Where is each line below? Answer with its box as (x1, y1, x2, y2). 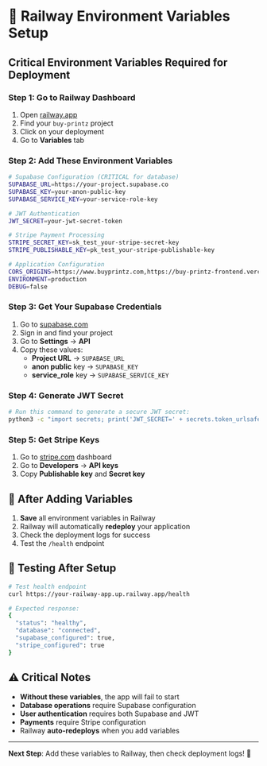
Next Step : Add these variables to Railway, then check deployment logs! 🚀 (8, 749, 252, 758)
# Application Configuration (8, 261, 105, 269)
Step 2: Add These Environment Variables (8, 155, 173, 166)
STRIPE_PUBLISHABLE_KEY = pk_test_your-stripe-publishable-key (8, 246, 215, 254)
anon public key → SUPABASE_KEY (31, 362, 139, 371)
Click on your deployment (19, 126, 105, 136)
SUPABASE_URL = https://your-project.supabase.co (8, 180, 169, 189)
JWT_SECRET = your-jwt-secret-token (8, 217, 123, 225)
